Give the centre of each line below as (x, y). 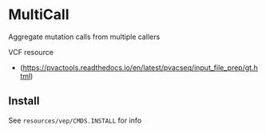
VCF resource (31, 52)
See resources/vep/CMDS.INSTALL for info (75, 120)
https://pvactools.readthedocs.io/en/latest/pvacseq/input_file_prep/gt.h (140, 67)
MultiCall (39, 15)
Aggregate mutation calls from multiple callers (84, 37)
